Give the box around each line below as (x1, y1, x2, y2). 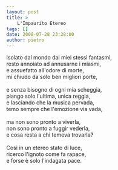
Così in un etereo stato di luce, (6, 144, 83, 151)
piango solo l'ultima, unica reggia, (6, 92, 91, 100)
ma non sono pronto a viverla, (6, 118, 80, 125)
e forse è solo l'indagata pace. (6, 157, 82, 164)
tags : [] (6, 25, 28, 32)
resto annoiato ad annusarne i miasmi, (6, 60, 102, 67)
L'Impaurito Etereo (17, 20, 67, 26)
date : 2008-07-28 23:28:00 (6, 32, 74, 38)
